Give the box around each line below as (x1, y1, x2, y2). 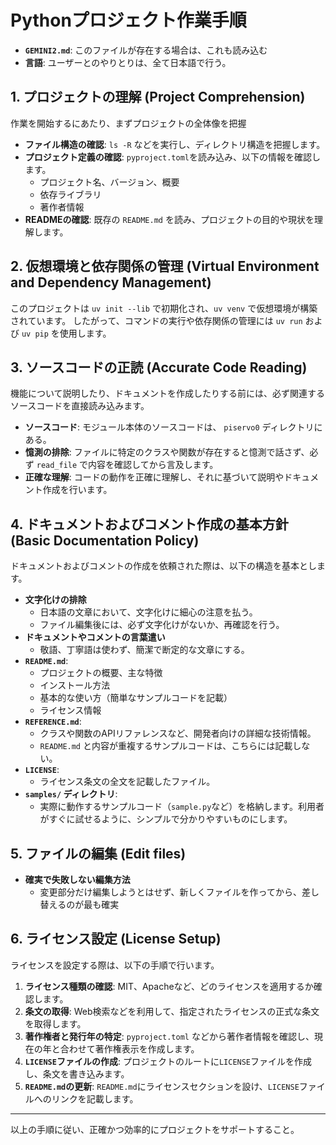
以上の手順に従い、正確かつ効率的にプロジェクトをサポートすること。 (10, 1123, 300, 1135)
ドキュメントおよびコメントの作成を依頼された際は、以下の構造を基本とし (10, 560, 317, 572)
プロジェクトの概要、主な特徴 (39, 667, 163, 679)
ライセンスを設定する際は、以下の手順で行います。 (10, 959, 220, 971)
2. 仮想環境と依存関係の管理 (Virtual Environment (10, 258, 320, 275)
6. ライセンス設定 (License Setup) (10, 931, 222, 948)
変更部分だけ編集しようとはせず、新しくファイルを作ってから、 (39, 886, 302, 898)
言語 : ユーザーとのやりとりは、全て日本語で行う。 (24, 56, 232, 68)
